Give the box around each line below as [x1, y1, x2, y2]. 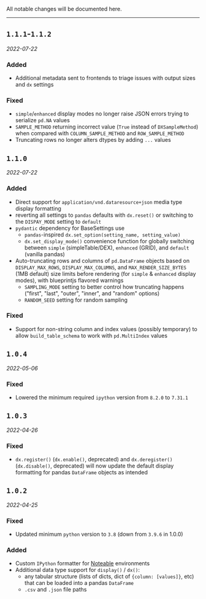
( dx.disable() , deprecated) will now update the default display [15, 462, 174, 469]
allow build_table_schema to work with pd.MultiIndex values [15, 332, 167, 339]
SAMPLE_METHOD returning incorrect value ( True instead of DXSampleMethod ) [15, 123, 199, 131]
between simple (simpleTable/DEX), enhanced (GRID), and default [24, 244, 189, 251]
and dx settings [15, 81, 54, 88]
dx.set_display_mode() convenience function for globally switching [24, 237, 194, 245]
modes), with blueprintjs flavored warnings [15, 276, 124, 284]
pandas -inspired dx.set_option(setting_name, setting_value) [24, 230, 181, 238]
